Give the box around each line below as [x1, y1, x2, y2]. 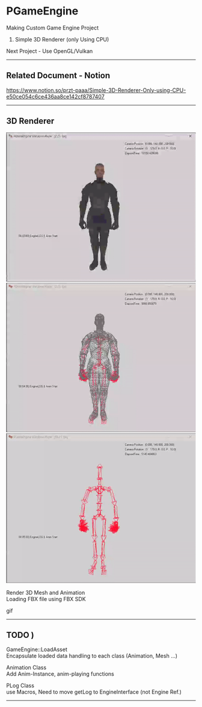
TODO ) [6, 630, 34, 640]
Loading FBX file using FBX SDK [6, 595, 86, 602]
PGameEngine [6, 4, 79, 18]
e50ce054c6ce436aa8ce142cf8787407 [6, 93, 105, 100]
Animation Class [6, 664, 47, 671]
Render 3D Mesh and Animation [6, 588, 85, 596]
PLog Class [6, 682, 35, 690]
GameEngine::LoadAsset [6, 646, 67, 653]
